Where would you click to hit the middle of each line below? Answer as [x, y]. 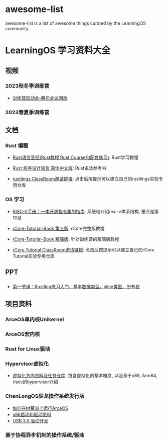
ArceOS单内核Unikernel [35, 319]
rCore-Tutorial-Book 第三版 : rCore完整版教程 [58, 228]
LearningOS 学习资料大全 [58, 51]
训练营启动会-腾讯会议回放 [40, 98]
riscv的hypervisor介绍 [35, 382]
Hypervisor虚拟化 [27, 364]
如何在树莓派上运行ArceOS [40, 408]
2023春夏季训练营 [27, 112]
